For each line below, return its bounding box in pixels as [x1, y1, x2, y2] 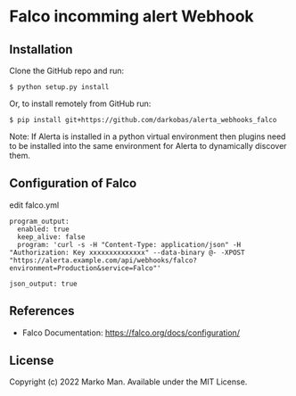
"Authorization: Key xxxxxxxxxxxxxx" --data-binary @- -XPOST [9, 248, 245, 257]
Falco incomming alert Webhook [9, 6, 254, 27]
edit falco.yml [9, 199, 60, 210]
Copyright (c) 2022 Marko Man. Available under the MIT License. [9, 376, 248, 387]
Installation [9, 42, 73, 57]
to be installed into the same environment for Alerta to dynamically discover [9, 141, 287, 151]
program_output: [9, 217, 70, 226]
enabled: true [17, 225, 70, 234]
